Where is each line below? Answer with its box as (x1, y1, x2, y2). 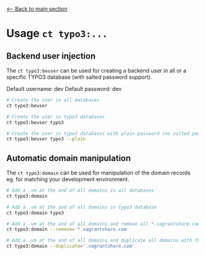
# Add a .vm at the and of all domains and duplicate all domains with (6, 237, 192, 243)
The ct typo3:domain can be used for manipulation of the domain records (6, 169, 191, 176)
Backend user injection (6, 51, 96, 61)
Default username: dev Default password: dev (6, 85, 122, 92)
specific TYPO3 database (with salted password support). (6, 73, 153, 81)
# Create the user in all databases (6, 97, 99, 103)
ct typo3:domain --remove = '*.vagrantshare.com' (6, 226, 130, 232)
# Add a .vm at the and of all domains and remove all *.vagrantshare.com (6, 221, 201, 227)
